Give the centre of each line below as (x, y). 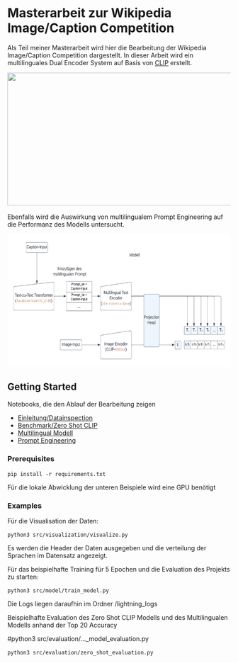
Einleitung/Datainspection (55, 418)
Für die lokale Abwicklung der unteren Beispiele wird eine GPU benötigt (112, 487)
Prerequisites (31, 458)
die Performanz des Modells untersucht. (66, 224)
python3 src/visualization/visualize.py (68, 535)
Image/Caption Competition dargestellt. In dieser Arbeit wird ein (100, 55)
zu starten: (23, 577)
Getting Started (42, 387)
